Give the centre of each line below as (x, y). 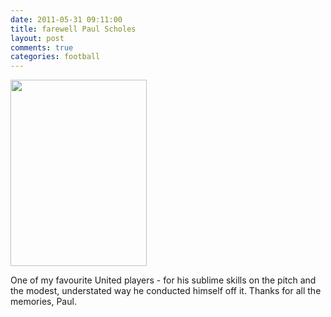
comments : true (42, 47)
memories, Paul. (43, 302)
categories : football (55, 57)
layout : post (37, 38)
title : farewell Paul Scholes (73, 29)
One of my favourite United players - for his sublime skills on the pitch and (163, 280)
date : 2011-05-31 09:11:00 (66, 19)
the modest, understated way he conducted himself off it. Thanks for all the (166, 291)
